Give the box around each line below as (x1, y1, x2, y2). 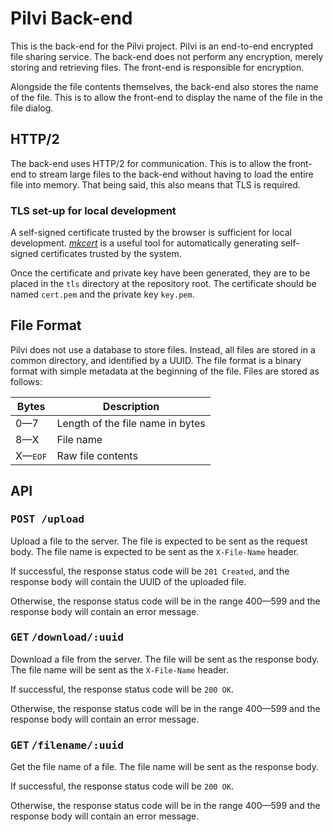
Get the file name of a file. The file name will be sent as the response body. (10, 761, 319, 773)
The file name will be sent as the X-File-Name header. (10, 663, 229, 676)
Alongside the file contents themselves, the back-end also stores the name (10, 80, 319, 92)
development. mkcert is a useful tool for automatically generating (10, 237, 279, 249)
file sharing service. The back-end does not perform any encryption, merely (10, 50, 324, 62)
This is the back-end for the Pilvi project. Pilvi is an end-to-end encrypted (10, 40, 314, 52)
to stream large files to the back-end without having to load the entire (28, 168, 314, 180)
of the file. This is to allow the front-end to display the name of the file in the (10, 91, 323, 103)
